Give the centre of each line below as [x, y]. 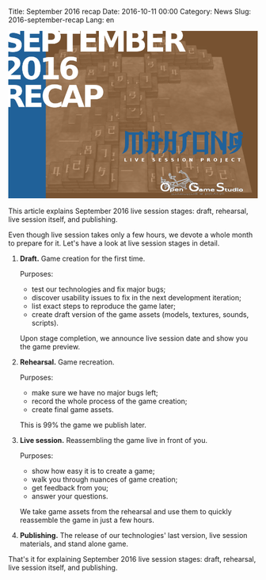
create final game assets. [72, 410]
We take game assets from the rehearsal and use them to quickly [125, 512]
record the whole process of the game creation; [109, 401]
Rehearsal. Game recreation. [67, 362]
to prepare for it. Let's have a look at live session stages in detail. [114, 243]
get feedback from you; [70, 488]
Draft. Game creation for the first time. [82, 259]
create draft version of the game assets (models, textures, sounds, [140, 315]
